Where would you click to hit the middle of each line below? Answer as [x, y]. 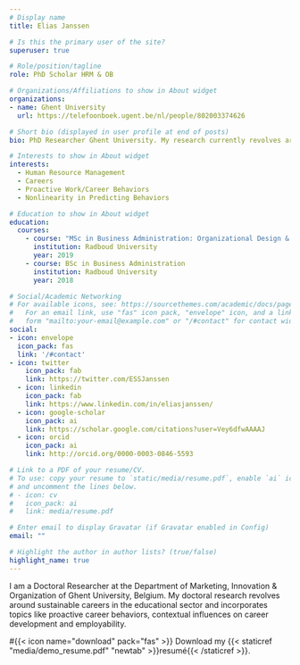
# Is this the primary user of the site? [87, 42]
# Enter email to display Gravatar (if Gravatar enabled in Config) [139, 528]
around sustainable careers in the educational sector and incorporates [138, 604]
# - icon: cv [33, 495]
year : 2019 [53, 255]
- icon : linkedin [50, 388]
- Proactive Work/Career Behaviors [83, 189]
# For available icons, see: [63, 304]
